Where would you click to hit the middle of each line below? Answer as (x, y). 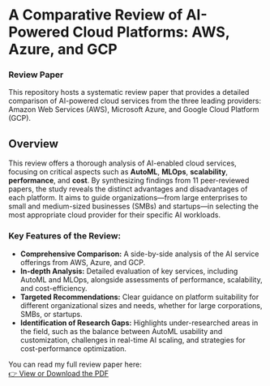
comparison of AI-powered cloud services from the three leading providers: (135, 101)
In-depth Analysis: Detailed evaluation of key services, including (129, 271)
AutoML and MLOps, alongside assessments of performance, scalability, (141, 279)
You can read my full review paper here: (75, 364)
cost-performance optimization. (73, 348)
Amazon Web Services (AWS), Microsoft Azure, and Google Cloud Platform (134, 109)
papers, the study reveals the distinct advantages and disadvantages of (128, 189)
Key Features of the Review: (65, 236)
